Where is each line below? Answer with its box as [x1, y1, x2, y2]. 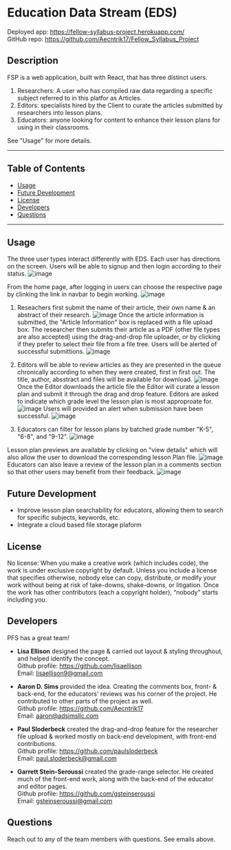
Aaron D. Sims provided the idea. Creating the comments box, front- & [16, 682, 217, 690]
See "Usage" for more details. [7, 136, 92, 145]
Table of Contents [7, 163, 86, 175]
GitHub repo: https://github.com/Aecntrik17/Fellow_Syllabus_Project [7, 34, 199, 43]
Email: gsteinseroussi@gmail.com [16, 796, 113, 805]
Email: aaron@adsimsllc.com [16, 711, 99, 720]
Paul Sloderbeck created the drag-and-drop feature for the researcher [16, 725, 219, 733]
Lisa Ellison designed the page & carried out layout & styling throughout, [16, 647, 223, 655]
